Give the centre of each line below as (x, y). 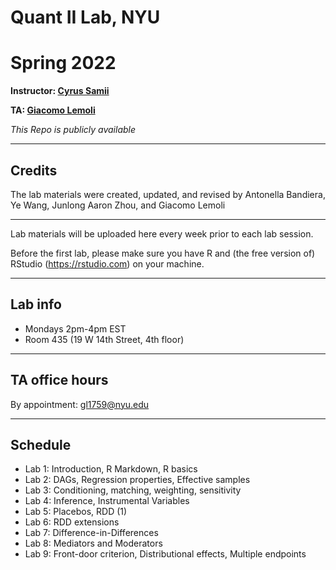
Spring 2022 (63, 63)
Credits (34, 170)
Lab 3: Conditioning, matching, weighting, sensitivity (133, 490)
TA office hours (59, 380)
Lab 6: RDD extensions (72, 522)
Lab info (36, 304)
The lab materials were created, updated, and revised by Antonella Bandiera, (168, 194)
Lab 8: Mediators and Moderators (93, 543)
